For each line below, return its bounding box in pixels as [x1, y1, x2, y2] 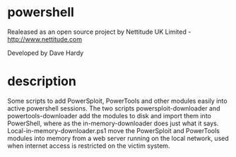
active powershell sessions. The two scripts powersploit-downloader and [7, 103, 220, 113]
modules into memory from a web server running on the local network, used [7, 134, 230, 142]
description [7, 73, 76, 89]
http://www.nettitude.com [7, 34, 83, 43]
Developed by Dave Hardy [7, 49, 84, 57]
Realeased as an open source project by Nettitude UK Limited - [7, 27, 191, 36]
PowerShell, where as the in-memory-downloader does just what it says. [7, 119, 219, 127]
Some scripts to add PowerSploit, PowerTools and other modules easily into [7, 96, 228, 105]
